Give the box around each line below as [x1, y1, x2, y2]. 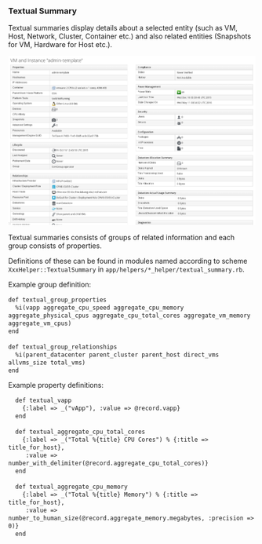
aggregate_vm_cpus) [8, 319, 72, 327]
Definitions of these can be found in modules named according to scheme [8, 257, 248, 266]
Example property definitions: [8, 381, 104, 390]
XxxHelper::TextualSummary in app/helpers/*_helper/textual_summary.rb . [8, 265, 245, 274]
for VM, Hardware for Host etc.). [8, 40, 112, 49]
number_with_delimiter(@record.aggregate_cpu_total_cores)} [8, 459, 209, 468]
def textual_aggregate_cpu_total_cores [15, 428, 146, 436]
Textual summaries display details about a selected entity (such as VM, [8, 24, 238, 33]
